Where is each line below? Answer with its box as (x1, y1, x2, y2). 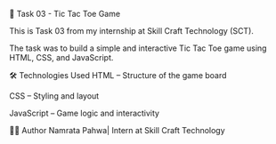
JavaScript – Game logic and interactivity (9, 108, 160, 118)
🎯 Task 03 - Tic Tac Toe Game (9, 9, 121, 19)
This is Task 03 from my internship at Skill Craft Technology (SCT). (9, 26, 254, 36)
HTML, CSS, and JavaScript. (9, 52, 114, 62)
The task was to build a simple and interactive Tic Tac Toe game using (9, 43, 267, 53)
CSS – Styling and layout (9, 91, 100, 101)
